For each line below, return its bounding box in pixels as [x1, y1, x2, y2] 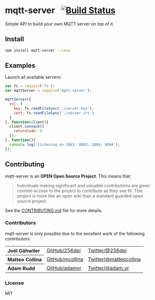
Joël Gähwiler [7, 247, 40, 254]
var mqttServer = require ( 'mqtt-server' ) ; [5, 88, 92, 93]
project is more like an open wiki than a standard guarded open [16, 193, 143, 199]
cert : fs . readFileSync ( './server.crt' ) [14, 110, 94, 115]
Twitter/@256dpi [88, 247, 127, 254]
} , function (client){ [5, 120, 49, 124]
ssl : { [9, 102, 23, 106]
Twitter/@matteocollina [88, 256, 141, 263]
